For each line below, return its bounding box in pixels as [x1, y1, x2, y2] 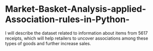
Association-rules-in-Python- [5, 14, 130, 25]
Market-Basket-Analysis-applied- [5, 3, 146, 15]
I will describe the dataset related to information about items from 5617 [5, 30, 148, 36]
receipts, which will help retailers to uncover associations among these [5, 35, 149, 41]
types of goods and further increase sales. [5, 40, 91, 46]
